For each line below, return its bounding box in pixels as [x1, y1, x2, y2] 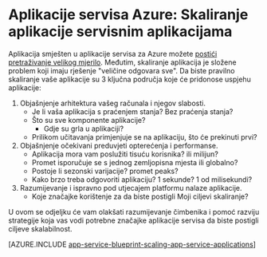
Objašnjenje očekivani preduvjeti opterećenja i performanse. [19, 140, 218, 150]
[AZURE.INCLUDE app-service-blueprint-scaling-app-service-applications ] [8, 239, 257, 249]
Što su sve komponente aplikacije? [31, 115, 146, 125]
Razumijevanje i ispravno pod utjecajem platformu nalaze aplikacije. [19, 183, 242, 192]
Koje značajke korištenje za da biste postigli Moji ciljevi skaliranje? [31, 192, 249, 201]
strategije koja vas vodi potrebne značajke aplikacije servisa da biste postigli [8, 215, 259, 225]
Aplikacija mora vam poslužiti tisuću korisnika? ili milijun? [31, 149, 219, 159]
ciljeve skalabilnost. [8, 223, 73, 233]
